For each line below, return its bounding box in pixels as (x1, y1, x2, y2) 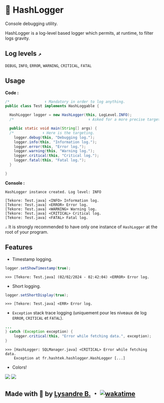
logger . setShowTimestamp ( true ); (5, 265, 71, 271)
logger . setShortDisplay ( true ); (5, 292, 69, 298)
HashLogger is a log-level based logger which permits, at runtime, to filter (5, 30, 154, 36)
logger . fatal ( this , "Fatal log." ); (14, 158, 86, 163)
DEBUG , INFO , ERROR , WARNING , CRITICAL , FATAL (5, 62, 92, 68)
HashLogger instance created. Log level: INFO (5, 190, 102, 194)
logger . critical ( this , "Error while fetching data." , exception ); (14, 334, 152, 339)
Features (5, 243, 33, 252)
